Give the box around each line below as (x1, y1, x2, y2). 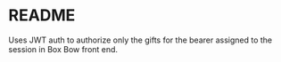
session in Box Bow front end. (8, 43, 118, 54)
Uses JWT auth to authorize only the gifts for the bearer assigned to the (8, 35, 273, 45)
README (8, 5, 76, 26)
